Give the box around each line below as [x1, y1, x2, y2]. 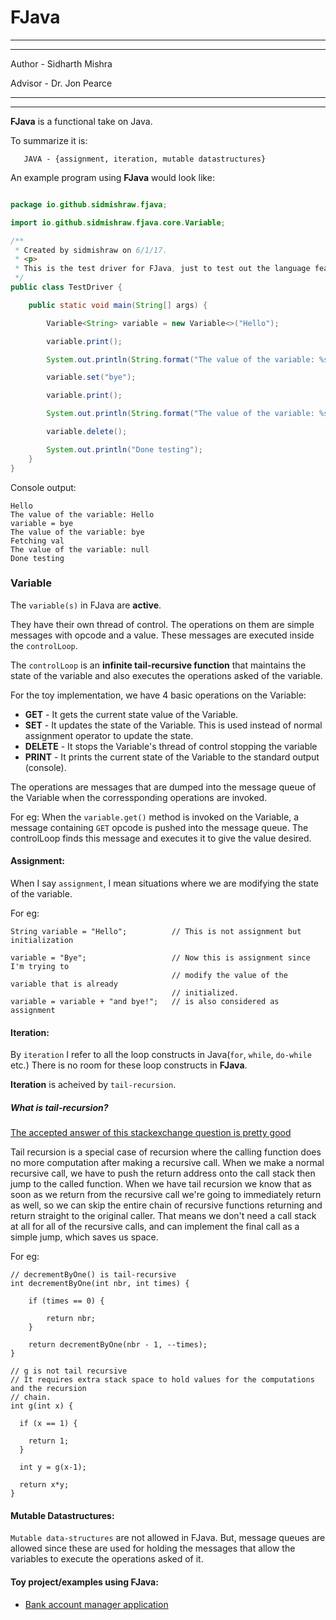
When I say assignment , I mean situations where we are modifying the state [10, 877, 320, 890]
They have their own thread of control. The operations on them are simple [10, 618, 315, 630]
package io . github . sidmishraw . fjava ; [10, 199, 168, 210]
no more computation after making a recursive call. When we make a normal [10, 1157, 325, 1169]
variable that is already [10, 979, 118, 990]
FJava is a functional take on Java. [10, 115, 153, 127]
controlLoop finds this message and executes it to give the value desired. [10, 832, 312, 844]
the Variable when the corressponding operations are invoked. [10, 791, 268, 803]
